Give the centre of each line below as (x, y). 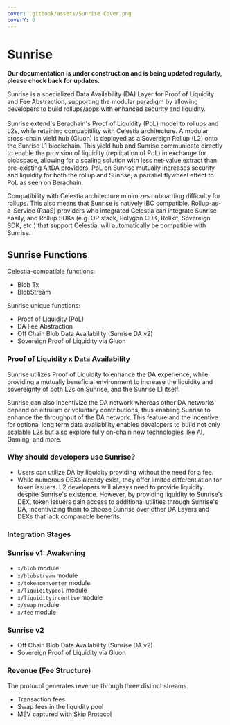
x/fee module (37, 612)
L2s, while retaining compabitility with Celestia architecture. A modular (108, 131)
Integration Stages (39, 534)
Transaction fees (41, 699)
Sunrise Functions (47, 255)
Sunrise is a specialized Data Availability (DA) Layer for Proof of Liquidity (111, 94)
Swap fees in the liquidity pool (60, 706)
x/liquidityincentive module (60, 597)
